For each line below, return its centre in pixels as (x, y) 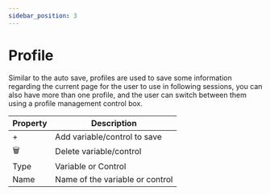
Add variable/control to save (109, 136)
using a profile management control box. (76, 103)
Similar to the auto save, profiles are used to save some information (120, 78)
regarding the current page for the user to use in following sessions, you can (135, 86)
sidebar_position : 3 (43, 16)
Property (30, 123)
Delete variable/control (98, 152)
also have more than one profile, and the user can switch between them (128, 95)
